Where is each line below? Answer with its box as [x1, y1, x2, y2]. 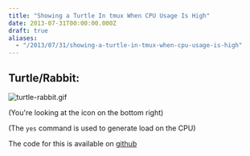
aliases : [8, 34, 38, 42]
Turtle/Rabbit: [8, 71, 80, 85]
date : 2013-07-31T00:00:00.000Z [8, 19, 117, 27]
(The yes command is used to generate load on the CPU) [8, 123, 196, 133]
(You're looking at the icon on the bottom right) [8, 107, 164, 117]
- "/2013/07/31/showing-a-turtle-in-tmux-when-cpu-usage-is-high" [15, 42, 243, 50]
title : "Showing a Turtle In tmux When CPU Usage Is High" [8, 11, 211, 20]
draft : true [8, 26, 48, 34]
